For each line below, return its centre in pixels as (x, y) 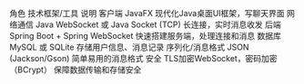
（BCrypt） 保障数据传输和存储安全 (76, 70)
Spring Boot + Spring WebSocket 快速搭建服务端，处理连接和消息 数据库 (146, 36)
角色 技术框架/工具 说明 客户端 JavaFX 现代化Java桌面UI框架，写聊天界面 (147, 13)
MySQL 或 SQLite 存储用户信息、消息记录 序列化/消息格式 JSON (129, 47)
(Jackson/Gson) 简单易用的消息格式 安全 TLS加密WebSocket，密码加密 (143, 58)
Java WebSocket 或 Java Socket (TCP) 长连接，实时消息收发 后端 (158, 24)
